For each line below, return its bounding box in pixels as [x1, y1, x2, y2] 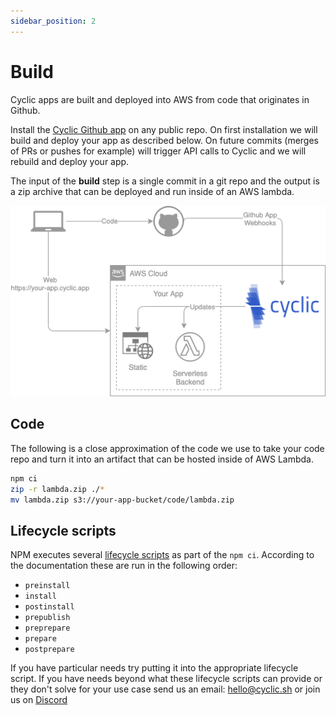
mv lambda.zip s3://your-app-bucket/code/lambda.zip [10, 495, 235, 505]
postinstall [24, 602, 75, 612]
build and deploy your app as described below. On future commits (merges [10, 134, 320, 146]
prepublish [24, 613, 71, 623]
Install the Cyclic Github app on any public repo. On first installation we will [10, 123, 318, 135]
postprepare [24, 645, 75, 655]
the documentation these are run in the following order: [10, 560, 238, 572]
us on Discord [10, 694, 68, 706]
